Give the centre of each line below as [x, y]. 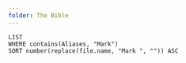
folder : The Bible [38, 15]
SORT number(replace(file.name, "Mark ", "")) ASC [93, 51]
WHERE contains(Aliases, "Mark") [63, 44]
